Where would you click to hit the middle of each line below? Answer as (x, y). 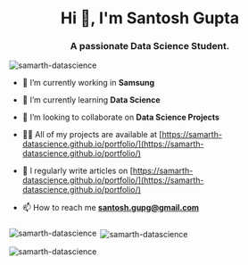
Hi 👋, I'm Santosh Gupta (150, 18)
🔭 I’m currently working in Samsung (88, 83)
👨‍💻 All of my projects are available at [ (92, 135)
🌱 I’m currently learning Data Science (91, 100)
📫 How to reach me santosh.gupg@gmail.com (110, 208)
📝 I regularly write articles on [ (78, 171)
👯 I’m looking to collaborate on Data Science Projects (121, 117)
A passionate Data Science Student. (150, 46)
